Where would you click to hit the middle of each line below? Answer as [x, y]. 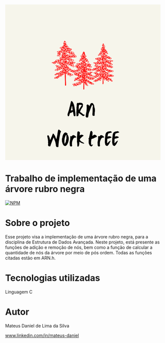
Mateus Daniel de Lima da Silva [37, 326]
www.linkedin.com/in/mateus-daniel [42, 335]
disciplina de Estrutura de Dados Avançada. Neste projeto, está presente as [82, 242]
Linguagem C [19, 292]
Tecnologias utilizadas [53, 278]
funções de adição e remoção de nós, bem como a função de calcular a [79, 247]
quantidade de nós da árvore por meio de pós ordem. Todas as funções [79, 252]
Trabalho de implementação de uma [81, 178]
